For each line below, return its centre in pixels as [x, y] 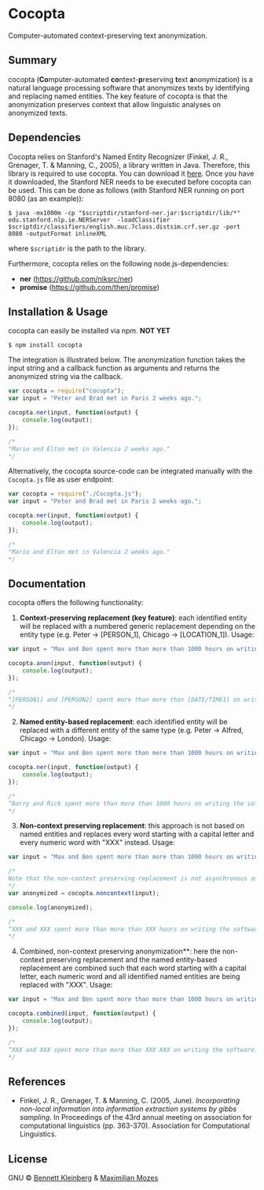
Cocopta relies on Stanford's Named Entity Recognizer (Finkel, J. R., [118, 156]
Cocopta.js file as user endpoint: [61, 480]
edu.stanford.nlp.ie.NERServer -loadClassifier [89, 220]
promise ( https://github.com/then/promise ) [89, 287]
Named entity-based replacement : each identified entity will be [123, 722]
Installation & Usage [58, 312]
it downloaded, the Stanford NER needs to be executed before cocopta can [130, 181]
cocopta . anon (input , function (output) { [75, 664]
